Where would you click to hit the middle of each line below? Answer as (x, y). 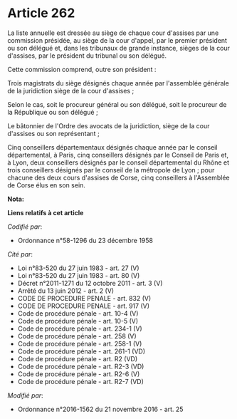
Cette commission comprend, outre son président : (82, 69)
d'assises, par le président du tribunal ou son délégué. (87, 56)
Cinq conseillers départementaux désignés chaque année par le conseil (112, 147)
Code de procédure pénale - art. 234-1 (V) (80, 329)
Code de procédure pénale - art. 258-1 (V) (80, 343)
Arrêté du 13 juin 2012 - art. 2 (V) (66, 291)
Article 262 (41, 13)
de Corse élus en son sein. (46, 185)
